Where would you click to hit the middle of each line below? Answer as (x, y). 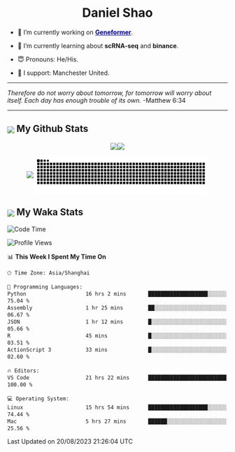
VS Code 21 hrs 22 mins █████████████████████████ (117, 378)
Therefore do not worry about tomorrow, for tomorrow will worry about (109, 93)
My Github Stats (52, 129)
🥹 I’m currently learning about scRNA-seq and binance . (98, 45)
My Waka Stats (50, 212)
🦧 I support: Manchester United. (63, 73)
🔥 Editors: (23, 371)
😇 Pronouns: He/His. (48, 59)
